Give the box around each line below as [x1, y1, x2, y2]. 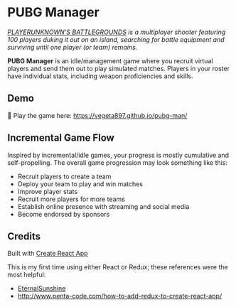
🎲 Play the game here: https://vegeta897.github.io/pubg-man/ [7, 111, 188, 119]
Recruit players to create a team [17, 172, 112, 181]
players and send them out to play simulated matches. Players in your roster [7, 64, 230, 72]
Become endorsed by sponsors [17, 210, 110, 218]
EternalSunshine [17, 284, 66, 293]
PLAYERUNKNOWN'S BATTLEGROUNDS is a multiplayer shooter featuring [7, 28, 226, 36]
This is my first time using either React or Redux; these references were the [7, 263, 229, 271]
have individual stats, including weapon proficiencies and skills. [7, 72, 193, 80]
